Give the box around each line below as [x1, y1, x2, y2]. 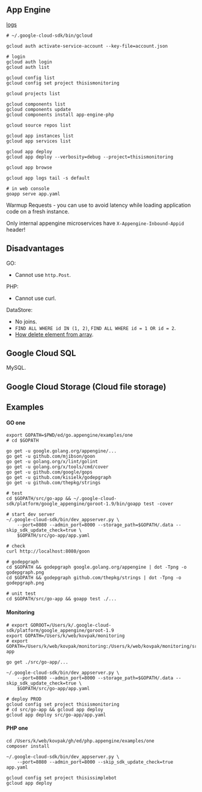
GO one [6, 419, 26, 426]
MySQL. [6, 364, 26, 372]
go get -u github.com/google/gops [6, 469, 93, 475]
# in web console [6, 185, 50, 192]
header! [6, 226, 26, 233]
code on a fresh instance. [6, 208, 70, 215]
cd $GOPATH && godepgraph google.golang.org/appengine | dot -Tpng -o [6, 564, 187, 571]
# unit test [6, 591, 36, 597]
